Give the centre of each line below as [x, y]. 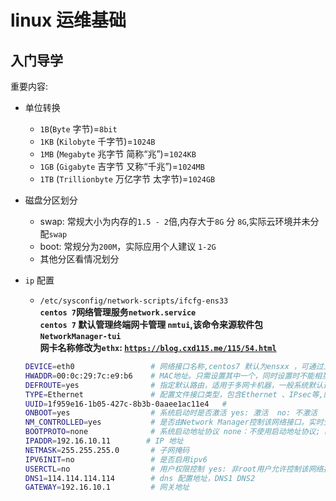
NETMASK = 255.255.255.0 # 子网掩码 [107, 450]
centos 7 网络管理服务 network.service [118, 312]
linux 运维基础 [68, 20]
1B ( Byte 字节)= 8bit [78, 129]
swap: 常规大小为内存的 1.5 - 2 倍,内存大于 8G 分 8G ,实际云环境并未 [175, 221]
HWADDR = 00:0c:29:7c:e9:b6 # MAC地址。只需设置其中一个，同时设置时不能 [169, 376]
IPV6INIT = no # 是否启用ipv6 [116, 459]
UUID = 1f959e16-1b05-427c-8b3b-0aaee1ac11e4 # [125, 404]
